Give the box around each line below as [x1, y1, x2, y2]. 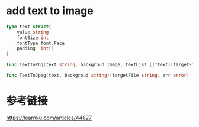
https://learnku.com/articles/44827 [6, 114, 92, 121]
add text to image [6, 4, 94, 18]
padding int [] [17, 45, 54, 51]
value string [17, 29, 49, 35]
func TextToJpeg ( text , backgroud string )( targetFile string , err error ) [6, 73, 190, 79]
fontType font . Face [17, 40, 65, 46]
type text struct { [6, 24, 52, 30]
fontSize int [17, 34, 49, 41]
